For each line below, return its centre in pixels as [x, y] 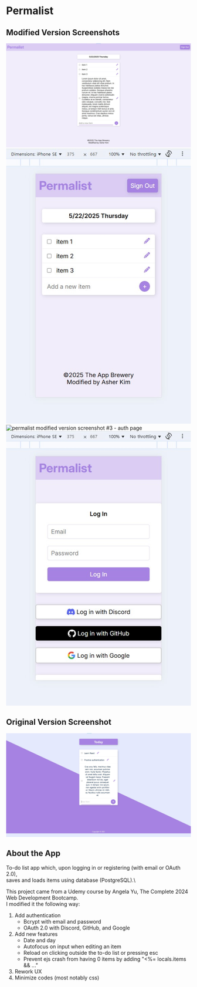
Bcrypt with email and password [62, 921]
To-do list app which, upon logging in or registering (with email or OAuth [93, 867]
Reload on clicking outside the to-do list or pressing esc [91, 952]
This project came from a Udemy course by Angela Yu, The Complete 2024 [97, 891]
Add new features [36, 934]
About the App [33, 854]
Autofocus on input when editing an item [72, 947]
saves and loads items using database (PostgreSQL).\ [71, 880]
